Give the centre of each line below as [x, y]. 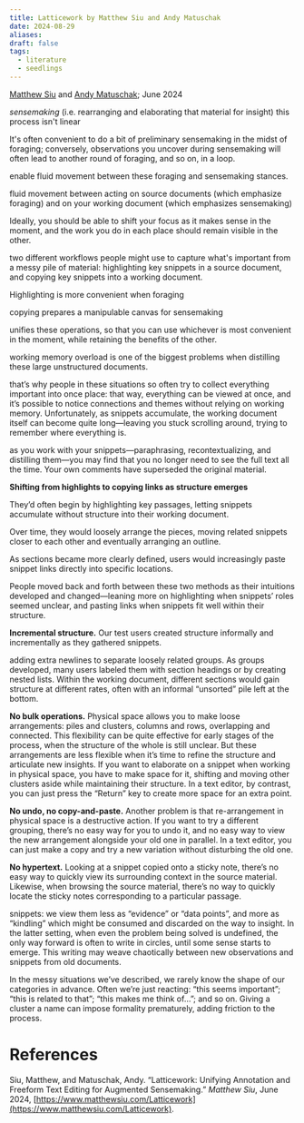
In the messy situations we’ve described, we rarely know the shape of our [147, 979]
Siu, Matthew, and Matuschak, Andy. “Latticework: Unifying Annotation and [150, 1079]
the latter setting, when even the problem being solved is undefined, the [144, 932]
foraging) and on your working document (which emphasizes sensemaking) [151, 203]
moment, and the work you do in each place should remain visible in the [144, 230]
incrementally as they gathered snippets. [85, 642]
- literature [42, 60]
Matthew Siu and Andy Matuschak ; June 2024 [96, 94]
